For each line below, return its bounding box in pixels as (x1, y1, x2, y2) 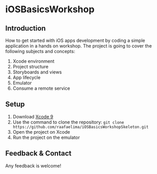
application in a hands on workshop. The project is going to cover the (5, 43, 152, 49)
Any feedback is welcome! (5, 162, 62, 169)
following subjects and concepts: (5, 48, 75, 54)
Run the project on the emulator (12, 134, 80, 140)
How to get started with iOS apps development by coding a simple (5, 37, 145, 43)
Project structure (12, 64, 49, 69)
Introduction (5, 24, 46, 33)
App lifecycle (12, 74, 41, 80)
